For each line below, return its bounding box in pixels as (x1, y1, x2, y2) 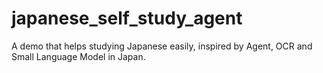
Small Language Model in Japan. (11, 50, 146, 62)
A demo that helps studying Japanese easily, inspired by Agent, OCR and (11, 40, 313, 52)
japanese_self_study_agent (11, 7, 243, 30)
